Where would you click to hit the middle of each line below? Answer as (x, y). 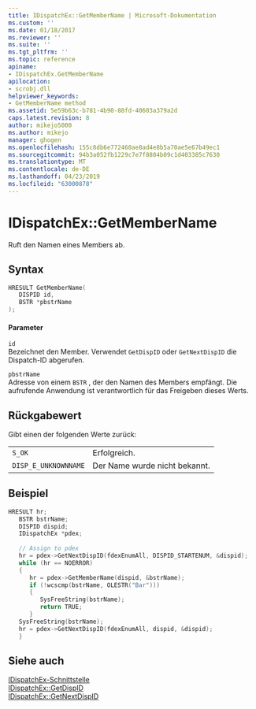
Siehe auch (36, 661)
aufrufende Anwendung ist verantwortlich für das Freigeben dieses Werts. (129, 391)
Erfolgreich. (114, 453)
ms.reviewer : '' (35, 37)
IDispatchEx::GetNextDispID (54, 696)
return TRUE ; (61, 607)
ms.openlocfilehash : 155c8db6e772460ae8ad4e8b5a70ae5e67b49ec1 (114, 147)
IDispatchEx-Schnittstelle (49, 680)
